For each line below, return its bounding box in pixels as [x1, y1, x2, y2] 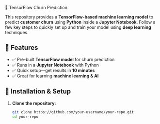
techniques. [5, 30, 29, 35]
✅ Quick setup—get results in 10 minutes [12, 67, 95, 73]
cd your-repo [12, 114, 39, 119]
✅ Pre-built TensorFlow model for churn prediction [12, 56, 115, 62]
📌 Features [5, 44, 38, 52]
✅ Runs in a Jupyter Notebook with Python [12, 62, 99, 68]
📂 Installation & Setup [5, 88, 71, 96]
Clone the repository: [12, 100, 56, 106]
